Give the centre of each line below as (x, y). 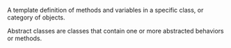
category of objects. (36, 17)
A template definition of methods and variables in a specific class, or (105, 10)
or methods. (25, 38)
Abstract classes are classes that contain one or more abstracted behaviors (115, 31)
